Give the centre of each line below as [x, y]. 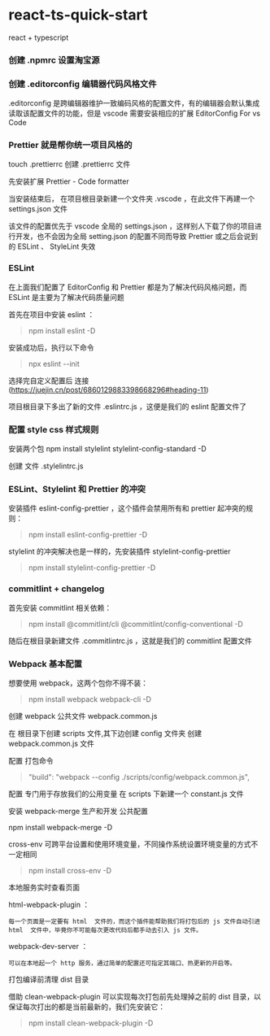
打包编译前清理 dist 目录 [49, 979]
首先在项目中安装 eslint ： [52, 314]
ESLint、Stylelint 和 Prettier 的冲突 [77, 489]
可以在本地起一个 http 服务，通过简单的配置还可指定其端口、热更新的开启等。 [122, 963]
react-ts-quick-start [78, 15]
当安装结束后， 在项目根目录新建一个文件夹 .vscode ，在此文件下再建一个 [132, 199]
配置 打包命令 [31, 760]
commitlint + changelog [57, 589]
